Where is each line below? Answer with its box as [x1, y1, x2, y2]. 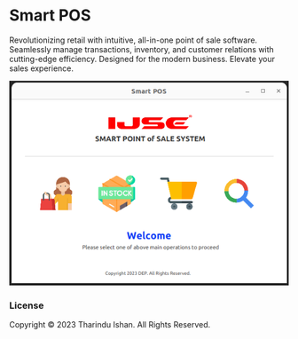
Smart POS [9, 5, 91, 26]
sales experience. [9, 63, 74, 74]
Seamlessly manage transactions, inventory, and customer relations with [9, 43, 275, 54]
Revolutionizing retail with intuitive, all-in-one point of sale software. [9, 35, 258, 45]
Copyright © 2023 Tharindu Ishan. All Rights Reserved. [9, 319, 211, 330]
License [9, 299, 44, 311]
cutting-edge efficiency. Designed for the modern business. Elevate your [9, 53, 275, 64]
